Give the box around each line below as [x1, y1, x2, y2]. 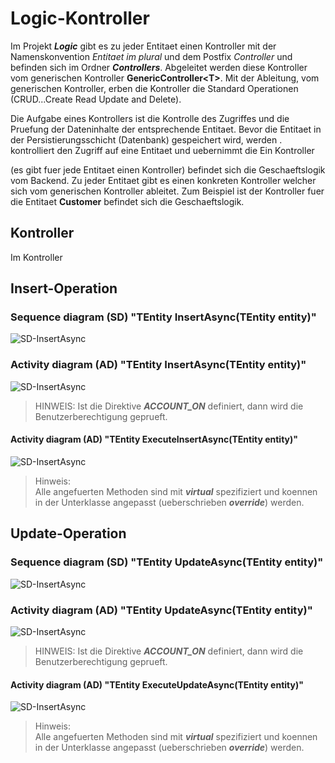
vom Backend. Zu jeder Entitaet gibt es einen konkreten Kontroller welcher [10, 174, 317, 186]
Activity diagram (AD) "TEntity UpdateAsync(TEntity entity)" [10, 603, 313, 617]
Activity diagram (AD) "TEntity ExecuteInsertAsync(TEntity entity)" [10, 433, 298, 446]
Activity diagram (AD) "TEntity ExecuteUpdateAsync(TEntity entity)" [10, 678, 304, 691]
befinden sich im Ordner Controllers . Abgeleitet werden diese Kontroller [10, 61, 308, 73]
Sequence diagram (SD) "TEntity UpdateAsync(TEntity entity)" [10, 555, 324, 569]
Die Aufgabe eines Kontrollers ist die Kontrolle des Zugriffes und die [10, 112, 290, 124]
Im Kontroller [10, 251, 63, 263]
